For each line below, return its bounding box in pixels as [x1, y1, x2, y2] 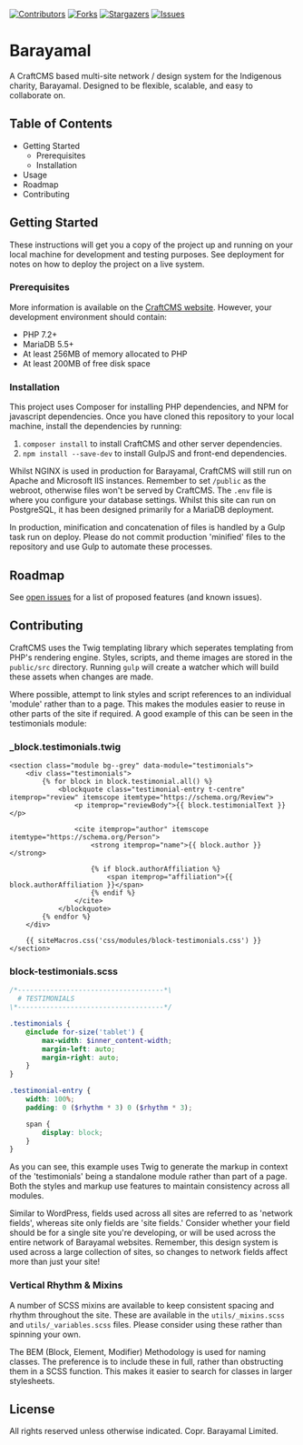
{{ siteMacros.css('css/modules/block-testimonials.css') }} [25, 937, 261, 946]
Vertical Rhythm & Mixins [9, 1279, 123, 1291]
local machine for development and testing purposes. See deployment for [9, 248, 285, 259]
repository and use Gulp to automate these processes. [9, 541, 213, 552]
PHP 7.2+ [22, 328, 58, 340]
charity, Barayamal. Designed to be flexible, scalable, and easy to [9, 80, 254, 91]
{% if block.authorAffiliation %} [90, 865, 221, 874]
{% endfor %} [42, 912, 92, 922]
